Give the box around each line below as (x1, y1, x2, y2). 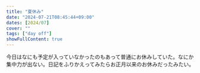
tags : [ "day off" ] (6, 31, 52, 37)
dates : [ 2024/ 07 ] (6, 20, 50, 26)
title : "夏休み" (6, 8, 44, 15)
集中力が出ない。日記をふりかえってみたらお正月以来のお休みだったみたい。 (6, 61, 195, 68)
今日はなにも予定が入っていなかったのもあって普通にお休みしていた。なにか (6, 53, 194, 60)
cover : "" (6, 25, 31, 31)
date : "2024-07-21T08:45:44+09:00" (6, 14, 95, 20)
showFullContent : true (6, 36, 63, 42)
